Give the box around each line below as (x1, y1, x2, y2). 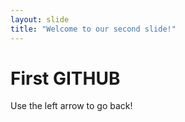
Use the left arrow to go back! (10, 100, 133, 112)
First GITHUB (10, 67, 121, 90)
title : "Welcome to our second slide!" (10, 24, 177, 34)
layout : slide (10, 14, 70, 25)
